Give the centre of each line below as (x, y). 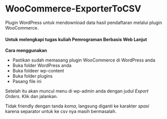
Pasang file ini (27, 81)
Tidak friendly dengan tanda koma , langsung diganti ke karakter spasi (77, 106)
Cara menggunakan (26, 50)
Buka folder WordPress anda (42, 65)
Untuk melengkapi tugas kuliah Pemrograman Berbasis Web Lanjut (76, 39)
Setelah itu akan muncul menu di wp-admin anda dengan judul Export (77, 91)
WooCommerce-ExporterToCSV (73, 9)
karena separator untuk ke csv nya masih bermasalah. (61, 111)
